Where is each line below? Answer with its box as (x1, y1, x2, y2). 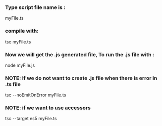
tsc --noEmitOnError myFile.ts (5, 92, 66, 98)
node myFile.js (5, 62, 35, 68)
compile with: (5, 28, 39, 35)
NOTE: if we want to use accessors (5, 104, 91, 111)
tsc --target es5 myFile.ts (5, 116, 57, 122)
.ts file (5, 81, 21, 87)
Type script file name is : (5, 4, 66, 11)
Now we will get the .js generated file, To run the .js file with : (5, 51, 155, 58)
